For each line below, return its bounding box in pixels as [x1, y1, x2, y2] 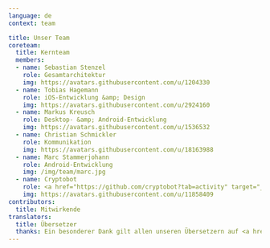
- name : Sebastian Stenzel [15, 63, 106, 72]
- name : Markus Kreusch [15, 108, 95, 116]
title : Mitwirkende [15, 205, 81, 213]
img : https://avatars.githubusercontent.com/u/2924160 [22, 101, 211, 109]
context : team [8, 19, 56, 27]
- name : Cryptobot [15, 176, 78, 184]
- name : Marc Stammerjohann [15, 153, 110, 161]
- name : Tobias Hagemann [15, 86, 99, 94]
